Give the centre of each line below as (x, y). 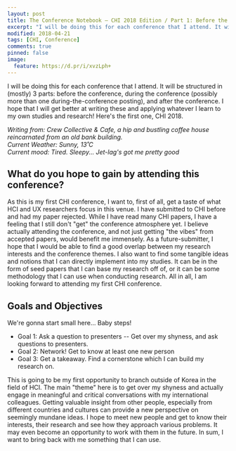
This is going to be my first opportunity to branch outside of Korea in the (112, 380)
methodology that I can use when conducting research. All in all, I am (107, 276)
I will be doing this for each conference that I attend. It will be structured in (115, 86)
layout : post (26, 14)
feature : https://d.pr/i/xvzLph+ (63, 66)
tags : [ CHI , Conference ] (44, 40)
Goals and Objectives (55, 306)
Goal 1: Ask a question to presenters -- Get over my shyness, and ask (118, 336)
